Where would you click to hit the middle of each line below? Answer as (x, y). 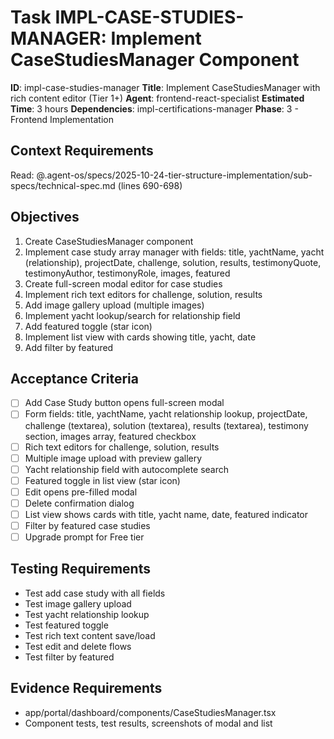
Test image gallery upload (78, 603)
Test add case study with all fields (95, 593)
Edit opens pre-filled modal (81, 492)
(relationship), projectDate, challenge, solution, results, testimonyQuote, (173, 262)
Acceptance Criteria (74, 378)
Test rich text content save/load (90, 635)
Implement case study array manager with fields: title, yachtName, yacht (174, 252)
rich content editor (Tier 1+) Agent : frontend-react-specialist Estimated (157, 98)
